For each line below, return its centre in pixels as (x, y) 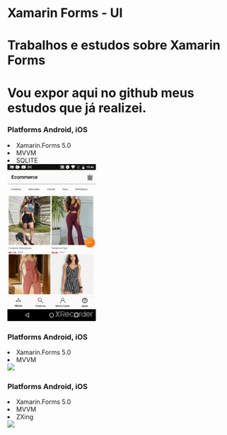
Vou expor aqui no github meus (101, 93)
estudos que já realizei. (77, 108)
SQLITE (27, 160)
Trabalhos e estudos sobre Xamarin (114, 46)
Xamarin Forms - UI (65, 13)
